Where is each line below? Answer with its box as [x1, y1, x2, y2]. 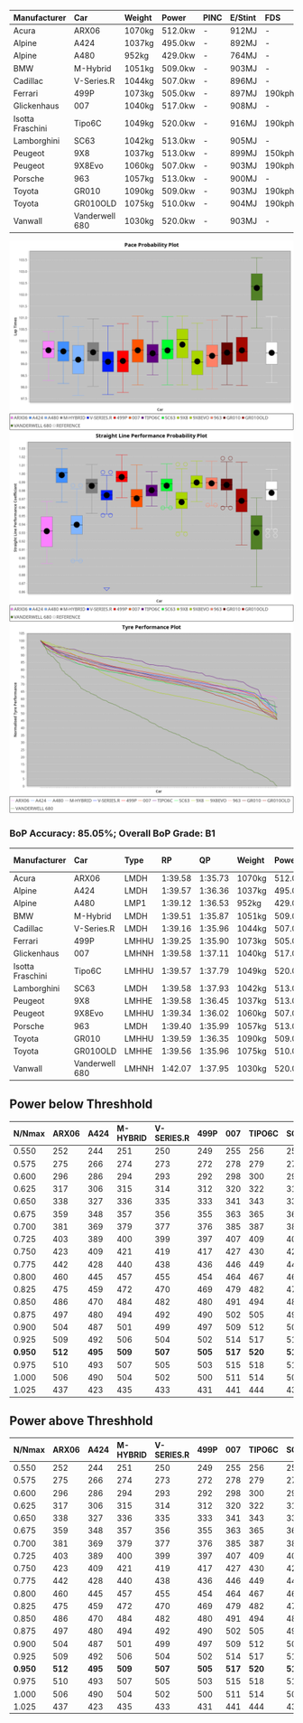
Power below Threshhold [9, 1097, 153, 1112]
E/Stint [229, 12, 257, 23]
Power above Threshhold [9, 1413, 153, 1428]
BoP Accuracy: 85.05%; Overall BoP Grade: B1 [9, 827, 216, 839]
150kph [264, 148, 295, 158]
